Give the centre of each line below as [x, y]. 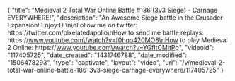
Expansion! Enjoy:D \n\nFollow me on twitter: [73, 25]
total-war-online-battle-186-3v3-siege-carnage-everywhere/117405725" [113, 70]
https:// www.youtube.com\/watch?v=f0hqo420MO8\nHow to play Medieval [117, 40]
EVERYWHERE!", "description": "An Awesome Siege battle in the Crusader [115, 18]
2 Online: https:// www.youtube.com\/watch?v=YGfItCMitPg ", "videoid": [111, 48]
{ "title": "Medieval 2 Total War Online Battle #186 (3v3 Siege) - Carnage [113, 10]
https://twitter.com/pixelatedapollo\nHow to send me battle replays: [105, 32]
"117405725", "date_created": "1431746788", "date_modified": [97, 55]
